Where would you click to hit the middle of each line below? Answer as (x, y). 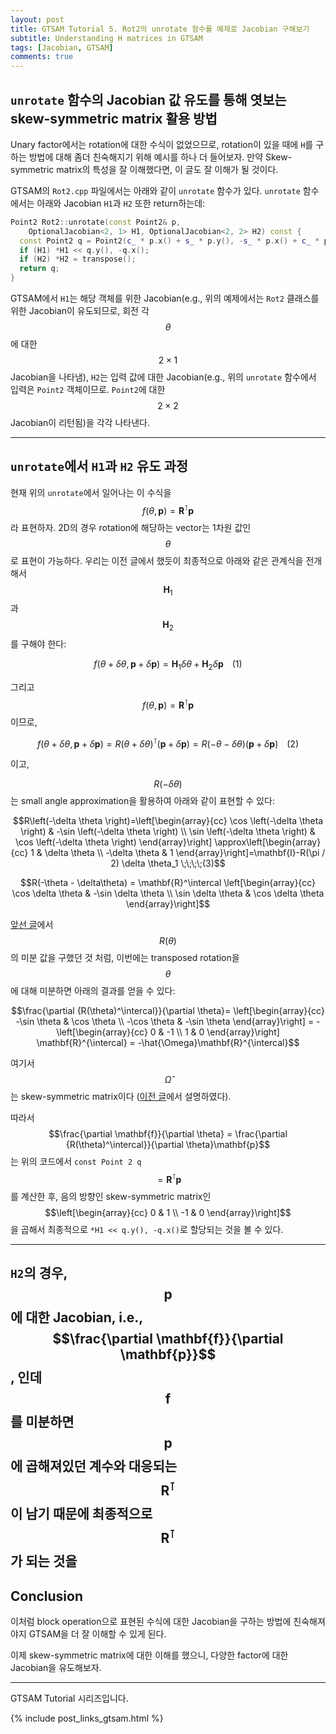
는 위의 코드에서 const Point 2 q (76, 1162)
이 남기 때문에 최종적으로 (81, 1514)
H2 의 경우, (39, 1273)
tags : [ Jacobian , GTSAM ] (62, 47)
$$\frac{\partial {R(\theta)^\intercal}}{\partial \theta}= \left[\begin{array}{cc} (168, 1011)
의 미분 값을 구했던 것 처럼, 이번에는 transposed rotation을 (125, 958)
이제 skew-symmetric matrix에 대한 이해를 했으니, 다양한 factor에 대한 (149, 1655)
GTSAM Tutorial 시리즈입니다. (69, 1698)
